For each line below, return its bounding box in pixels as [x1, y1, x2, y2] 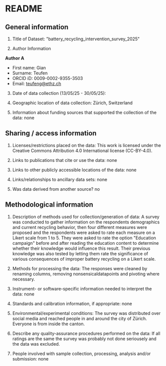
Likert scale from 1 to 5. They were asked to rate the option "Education [12, 234, 156, 241]
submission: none [12, 356, 49, 362]
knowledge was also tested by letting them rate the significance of [12, 250, 149, 256]
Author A [5, 55, 25, 61]
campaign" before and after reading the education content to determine [12, 240, 159, 246]
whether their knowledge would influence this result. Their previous [12, 245, 151, 251]
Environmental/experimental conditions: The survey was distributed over [12, 310, 161, 316]
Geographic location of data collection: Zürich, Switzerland [12, 100, 133, 106]
